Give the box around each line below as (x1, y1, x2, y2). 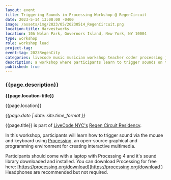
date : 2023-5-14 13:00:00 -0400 (5, 17, 74, 22)
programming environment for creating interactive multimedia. (5, 143, 136, 149)
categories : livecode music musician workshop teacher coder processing (5, 55, 163, 60)
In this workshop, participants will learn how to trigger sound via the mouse (5, 132, 163, 138)
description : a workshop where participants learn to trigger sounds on (5, 60, 163, 65)
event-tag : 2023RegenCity (5, 50, 60, 55)
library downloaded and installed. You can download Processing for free (5, 159, 157, 165)
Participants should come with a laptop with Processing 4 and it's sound (5, 153, 157, 159)
